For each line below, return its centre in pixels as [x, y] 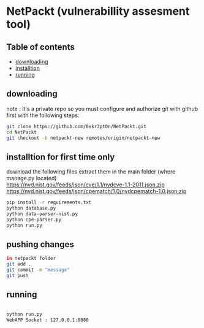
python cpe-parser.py [34, 219]
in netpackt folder [31, 259]
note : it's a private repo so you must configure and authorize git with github [102, 109]
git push [17, 276]
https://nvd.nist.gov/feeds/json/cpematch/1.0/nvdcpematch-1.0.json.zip [96, 191]
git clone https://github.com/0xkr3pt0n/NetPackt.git [77, 126]
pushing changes [40, 244]
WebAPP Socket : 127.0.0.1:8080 [47, 320]
